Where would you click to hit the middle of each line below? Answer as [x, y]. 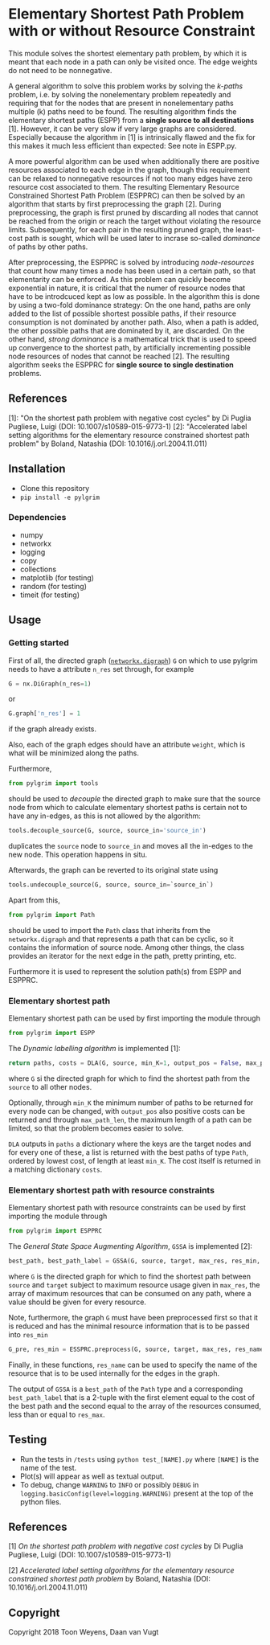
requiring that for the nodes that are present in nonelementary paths [121, 103]
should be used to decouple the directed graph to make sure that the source [135, 799]
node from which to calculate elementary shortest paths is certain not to [128, 808]
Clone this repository [55, 488]
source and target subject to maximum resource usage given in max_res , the [134, 1285]
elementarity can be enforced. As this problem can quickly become [120, 279]
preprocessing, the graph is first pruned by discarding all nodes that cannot [133, 212]
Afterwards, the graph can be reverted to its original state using [113, 870]
